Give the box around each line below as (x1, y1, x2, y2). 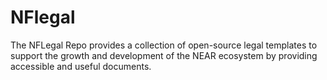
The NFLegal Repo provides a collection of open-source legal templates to (10, 39, 318, 51)
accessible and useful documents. (10, 60, 152, 72)
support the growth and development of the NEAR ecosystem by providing (10, 49, 318, 61)
